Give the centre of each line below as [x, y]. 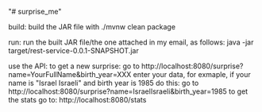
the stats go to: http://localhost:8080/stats [77, 100]
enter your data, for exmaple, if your [192, 74]
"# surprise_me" [35, 12]
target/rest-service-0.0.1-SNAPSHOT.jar [73, 50]
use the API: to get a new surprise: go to [74, 66]
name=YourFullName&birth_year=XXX [70, 74]
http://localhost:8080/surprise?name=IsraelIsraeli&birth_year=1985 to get [128, 91]
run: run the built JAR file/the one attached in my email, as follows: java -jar [131, 42]
